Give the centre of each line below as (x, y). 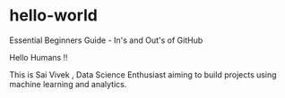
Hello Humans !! (39, 57)
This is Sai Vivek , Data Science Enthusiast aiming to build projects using (143, 74)
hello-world (54, 16)
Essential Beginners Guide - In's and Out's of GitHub (106, 40)
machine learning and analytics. (68, 84)
